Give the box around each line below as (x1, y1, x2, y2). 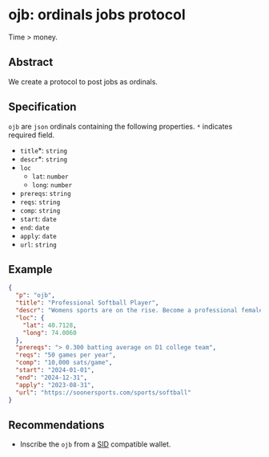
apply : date (19, 231, 58, 240)
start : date (19, 214, 58, 223)
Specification (8, 100, 77, 114)
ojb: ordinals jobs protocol (8, 6, 186, 24)
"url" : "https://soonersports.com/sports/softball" (15, 388, 192, 397)
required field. (8, 130, 54, 140)
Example (8, 263, 53, 276)
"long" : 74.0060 (22, 328, 78, 337)
